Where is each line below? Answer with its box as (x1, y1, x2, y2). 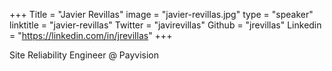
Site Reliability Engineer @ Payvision (9, 49, 160, 61)
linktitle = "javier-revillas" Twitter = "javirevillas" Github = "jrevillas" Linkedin (9, 19, 322, 31)
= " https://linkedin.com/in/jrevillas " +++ (9, 30, 173, 41)
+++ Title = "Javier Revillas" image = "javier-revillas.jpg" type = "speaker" (9, 9, 314, 20)
